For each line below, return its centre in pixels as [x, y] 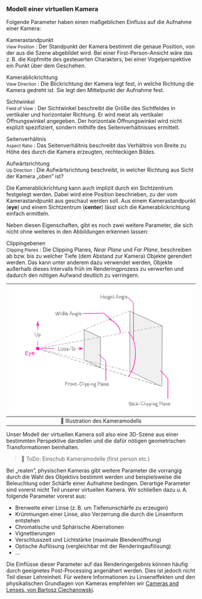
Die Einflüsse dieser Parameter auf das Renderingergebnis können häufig [97, 564]
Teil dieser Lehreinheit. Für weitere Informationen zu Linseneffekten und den [101, 577]
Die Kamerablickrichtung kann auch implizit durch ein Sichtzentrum [90, 188]
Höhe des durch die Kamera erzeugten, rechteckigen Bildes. [81, 152]
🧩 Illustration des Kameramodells [101, 421]
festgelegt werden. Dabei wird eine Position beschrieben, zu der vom [92, 194]
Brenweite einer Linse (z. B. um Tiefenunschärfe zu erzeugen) [91, 507]
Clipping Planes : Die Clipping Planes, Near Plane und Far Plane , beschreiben [99, 250]
